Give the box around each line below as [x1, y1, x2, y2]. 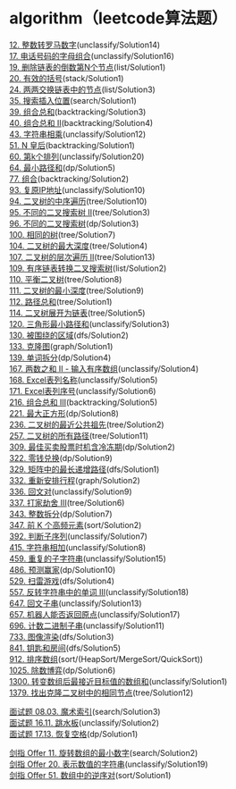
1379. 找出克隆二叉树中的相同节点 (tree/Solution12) [9, 687, 194, 698]
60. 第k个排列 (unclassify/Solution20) [9, 151, 145, 162]
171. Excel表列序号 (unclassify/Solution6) [9, 385, 156, 396]
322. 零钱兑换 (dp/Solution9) [9, 452, 114, 463]
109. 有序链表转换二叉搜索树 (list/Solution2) [9, 263, 167, 273]
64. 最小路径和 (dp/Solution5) [9, 162, 116, 172]
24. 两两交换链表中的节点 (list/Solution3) [9, 84, 156, 95]
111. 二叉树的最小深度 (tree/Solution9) [9, 285, 145, 296]
